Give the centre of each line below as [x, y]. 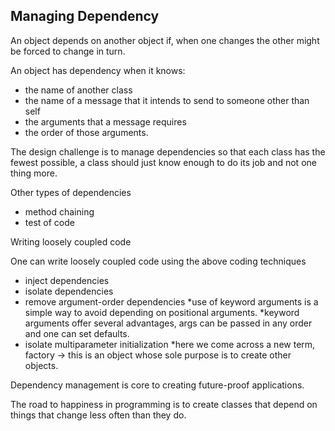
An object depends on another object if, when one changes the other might [165, 40]
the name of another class [78, 90]
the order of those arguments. [86, 132]
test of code [49, 222]
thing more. [34, 173]
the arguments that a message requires [105, 121]
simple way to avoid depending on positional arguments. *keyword [162, 312]
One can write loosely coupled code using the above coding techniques [158, 261]
